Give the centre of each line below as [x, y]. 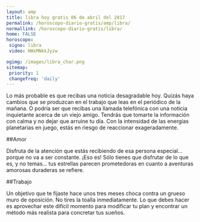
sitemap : [17, 67]
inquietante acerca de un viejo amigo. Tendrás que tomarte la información [98, 115]
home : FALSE [21, 34]
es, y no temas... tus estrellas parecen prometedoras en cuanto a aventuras [100, 164]
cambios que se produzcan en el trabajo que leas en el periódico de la [93, 102]
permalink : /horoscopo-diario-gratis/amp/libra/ [68, 23]
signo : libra [25, 46]
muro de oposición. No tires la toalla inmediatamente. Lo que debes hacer [98, 200]
